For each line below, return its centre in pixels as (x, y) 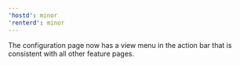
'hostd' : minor (33, 15)
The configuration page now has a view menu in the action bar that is (120, 45)
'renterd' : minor (36, 23)
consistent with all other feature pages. (71, 53)
